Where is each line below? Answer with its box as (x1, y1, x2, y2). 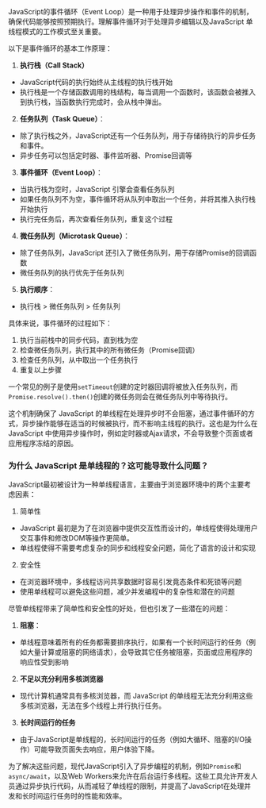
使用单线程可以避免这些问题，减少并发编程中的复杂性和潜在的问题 (19, 587, 235, 597)
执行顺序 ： (19, 285, 55, 294)
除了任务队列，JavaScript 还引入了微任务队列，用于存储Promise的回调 (19, 248, 250, 257)
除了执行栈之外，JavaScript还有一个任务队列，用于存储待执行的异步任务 (19, 131, 256, 140)
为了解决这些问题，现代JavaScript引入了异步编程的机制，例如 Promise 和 (8, 761, 241, 771)
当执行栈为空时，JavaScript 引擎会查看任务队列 (19, 185, 175, 194)
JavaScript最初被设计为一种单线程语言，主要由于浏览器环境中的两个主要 (8, 479, 245, 490)
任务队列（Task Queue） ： (19, 114, 105, 123)
